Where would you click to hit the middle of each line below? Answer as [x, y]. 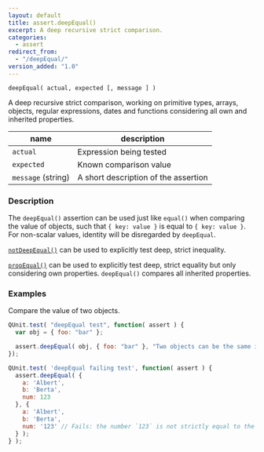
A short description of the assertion [143, 177]
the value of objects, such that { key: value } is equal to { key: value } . [127, 226]
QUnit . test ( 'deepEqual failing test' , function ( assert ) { [110, 368]
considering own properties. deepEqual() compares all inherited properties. [130, 273]
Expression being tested [122, 151]
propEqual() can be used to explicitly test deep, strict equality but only [122, 265]
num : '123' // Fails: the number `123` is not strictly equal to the [139, 426]
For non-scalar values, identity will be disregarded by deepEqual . [112, 235]
